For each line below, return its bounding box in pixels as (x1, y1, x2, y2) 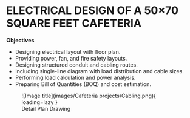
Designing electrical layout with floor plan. (15, 48, 121, 55)
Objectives (6, 36, 35, 44)
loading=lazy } (21, 98, 58, 106)
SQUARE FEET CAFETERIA (6, 16, 141, 30)
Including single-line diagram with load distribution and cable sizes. (15, 67, 184, 74)
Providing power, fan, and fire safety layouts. (15, 54, 127, 62)
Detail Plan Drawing (21, 105, 71, 112)
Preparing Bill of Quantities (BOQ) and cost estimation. (15, 80, 152, 88)
